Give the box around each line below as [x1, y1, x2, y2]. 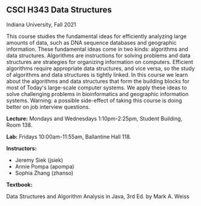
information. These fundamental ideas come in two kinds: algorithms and [6, 45, 189, 53]
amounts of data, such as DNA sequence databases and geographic [6, 39, 177, 46]
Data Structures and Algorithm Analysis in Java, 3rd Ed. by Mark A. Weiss [6, 193, 189, 200]
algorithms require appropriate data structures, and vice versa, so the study [6, 65, 195, 72]
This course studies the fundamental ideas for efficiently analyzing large [6, 33, 186, 40]
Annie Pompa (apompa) [15, 163, 74, 170]
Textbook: [6, 181, 33, 188]
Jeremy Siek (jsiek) [15, 156, 64, 164]
